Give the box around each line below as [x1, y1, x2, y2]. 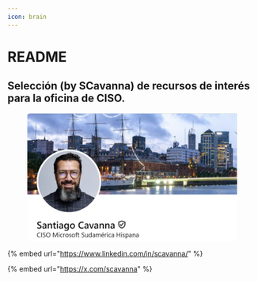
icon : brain [7, 13, 47, 21]
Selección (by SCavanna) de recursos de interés [7, 79, 250, 93]
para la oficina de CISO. [7, 92, 126, 105]
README [7, 47, 67, 66]
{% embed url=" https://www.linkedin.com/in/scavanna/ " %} [7, 249, 203, 258]
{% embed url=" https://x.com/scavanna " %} [7, 264, 153, 273]
